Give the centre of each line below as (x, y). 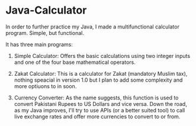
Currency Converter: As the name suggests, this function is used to (96, 98)
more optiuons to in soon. (45, 86)
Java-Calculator (46, 10)
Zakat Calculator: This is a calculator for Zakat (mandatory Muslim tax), (101, 73)
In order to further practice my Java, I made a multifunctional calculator (93, 27)
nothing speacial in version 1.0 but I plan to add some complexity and (98, 80)
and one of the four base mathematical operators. (75, 62)
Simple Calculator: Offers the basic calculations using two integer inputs (102, 56)
